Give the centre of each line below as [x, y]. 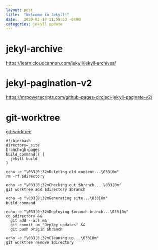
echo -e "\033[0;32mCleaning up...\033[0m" [52, 238]
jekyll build [24, 159]
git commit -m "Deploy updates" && [48, 225]
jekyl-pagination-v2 [49, 83]
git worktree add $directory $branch [46, 190]
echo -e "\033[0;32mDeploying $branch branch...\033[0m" [67, 212]
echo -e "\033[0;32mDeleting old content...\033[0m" [63, 172]
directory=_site [23, 145]
